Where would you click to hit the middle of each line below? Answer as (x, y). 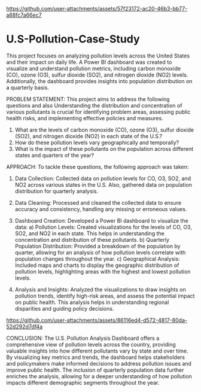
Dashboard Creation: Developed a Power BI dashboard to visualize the (101, 220)
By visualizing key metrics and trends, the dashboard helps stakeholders (96, 357)
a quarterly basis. (28, 87)
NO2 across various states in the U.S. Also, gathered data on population (103, 184)
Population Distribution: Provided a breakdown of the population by (98, 246)
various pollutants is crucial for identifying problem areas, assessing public (98, 112)
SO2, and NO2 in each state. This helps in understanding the (89, 233)
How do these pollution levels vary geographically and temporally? (97, 142)
